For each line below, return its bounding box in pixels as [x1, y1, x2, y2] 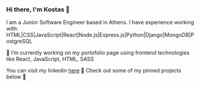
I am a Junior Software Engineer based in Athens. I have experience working [6, 19, 195, 26]
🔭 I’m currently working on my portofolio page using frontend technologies [6, 49, 190, 56]
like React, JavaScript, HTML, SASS [6, 56, 94, 63]
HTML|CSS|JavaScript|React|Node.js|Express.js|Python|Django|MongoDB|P [6, 31, 195, 39]
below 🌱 [6, 74, 26, 81]
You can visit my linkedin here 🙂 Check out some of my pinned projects [6, 67, 181, 74]
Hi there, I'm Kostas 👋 [6, 5, 70, 14]
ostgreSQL [6, 38, 33, 45]
